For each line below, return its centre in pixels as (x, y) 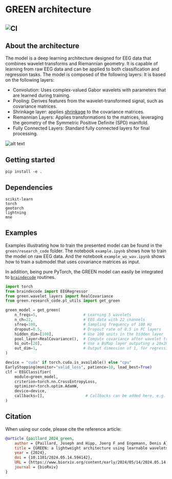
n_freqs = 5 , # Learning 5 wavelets (73, 315)
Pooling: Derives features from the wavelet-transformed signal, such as (88, 101)
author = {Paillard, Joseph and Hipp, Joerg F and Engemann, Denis (88, 443)
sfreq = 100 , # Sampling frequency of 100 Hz (83, 324)
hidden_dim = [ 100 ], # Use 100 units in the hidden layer (89, 334)
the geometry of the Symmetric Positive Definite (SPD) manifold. (81, 123)
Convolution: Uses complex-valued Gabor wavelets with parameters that (89, 90)
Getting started (30, 160)
